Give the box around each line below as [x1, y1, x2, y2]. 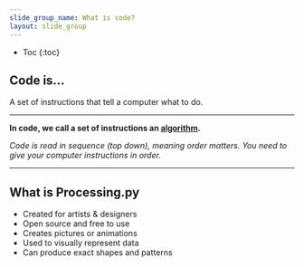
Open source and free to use [22, 218, 130, 229]
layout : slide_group [9, 22, 88, 31]
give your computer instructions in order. [9, 150, 161, 161]
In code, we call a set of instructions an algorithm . [9, 123, 201, 134]
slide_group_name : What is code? [9, 13, 136, 23]
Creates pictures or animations [22, 228, 138, 239]
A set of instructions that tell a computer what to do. [9, 97, 204, 108]
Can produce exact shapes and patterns [22, 247, 174, 258]
